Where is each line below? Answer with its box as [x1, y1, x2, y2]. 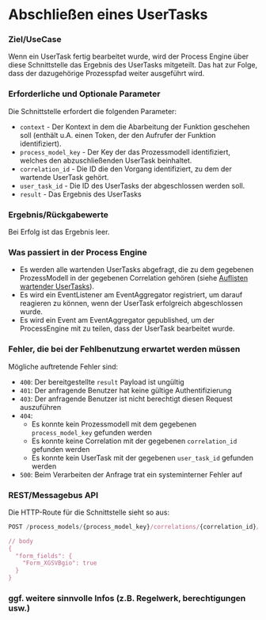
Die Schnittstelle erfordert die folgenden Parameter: [8, 106, 177, 116]
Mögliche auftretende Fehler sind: [8, 362, 119, 371]
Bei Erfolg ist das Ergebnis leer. [8, 228, 110, 237]
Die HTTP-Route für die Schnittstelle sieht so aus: [8, 507, 170, 517]
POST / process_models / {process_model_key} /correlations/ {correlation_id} [8, 522, 257, 530]
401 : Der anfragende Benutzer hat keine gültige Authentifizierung [19, 385, 232, 395]
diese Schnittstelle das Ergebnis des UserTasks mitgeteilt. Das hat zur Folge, [8, 60, 258, 70]
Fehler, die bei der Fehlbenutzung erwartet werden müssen [8, 343, 241, 354]
